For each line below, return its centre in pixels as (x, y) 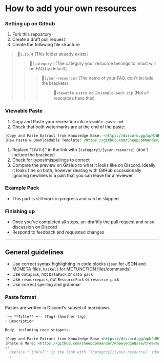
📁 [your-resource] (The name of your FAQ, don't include (97, 78)
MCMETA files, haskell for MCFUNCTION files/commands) (72, 269)
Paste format (21, 297)
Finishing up (20, 211)
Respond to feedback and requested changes (58, 232)
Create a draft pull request (39, 39)
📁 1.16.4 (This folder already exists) (52, 54)
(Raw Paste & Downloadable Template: (43, 140)
